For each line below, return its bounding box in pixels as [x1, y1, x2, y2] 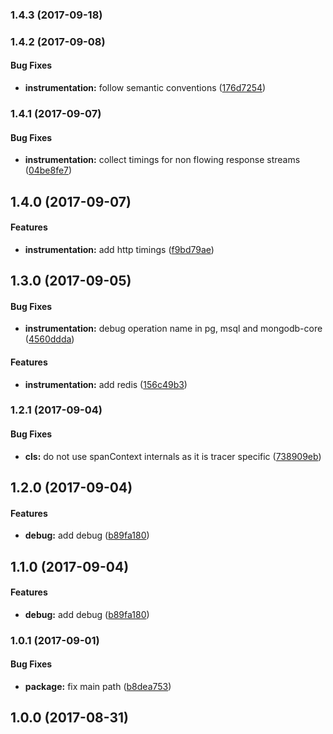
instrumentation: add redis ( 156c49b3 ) [24, 378, 188, 390]
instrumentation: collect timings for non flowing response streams [24, 154, 301, 166]
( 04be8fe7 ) [24, 164, 73, 177]
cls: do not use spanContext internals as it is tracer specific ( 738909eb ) [24, 450, 322, 462]
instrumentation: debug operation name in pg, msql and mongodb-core [24, 323, 323, 335]
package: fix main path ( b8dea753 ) [24, 681, 172, 692]
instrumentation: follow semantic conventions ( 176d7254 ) [24, 82, 267, 94]
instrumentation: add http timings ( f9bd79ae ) [24, 243, 215, 255]
